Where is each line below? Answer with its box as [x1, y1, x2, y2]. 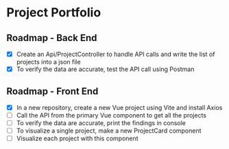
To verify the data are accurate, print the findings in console [16, 119, 186, 127]
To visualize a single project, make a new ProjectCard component [16, 126, 202, 135]
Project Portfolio [6, 5, 101, 21]
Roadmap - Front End [6, 85, 99, 97]
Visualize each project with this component [16, 135, 138, 143]
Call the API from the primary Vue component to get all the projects [16, 111, 207, 119]
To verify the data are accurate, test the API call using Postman [16, 65, 195, 73]
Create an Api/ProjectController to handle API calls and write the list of [16, 50, 215, 58]
